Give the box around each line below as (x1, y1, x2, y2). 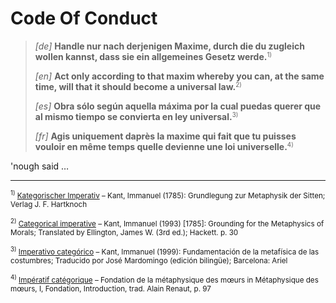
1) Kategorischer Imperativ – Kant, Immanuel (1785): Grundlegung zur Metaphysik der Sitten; (10, 188, 326, 201)
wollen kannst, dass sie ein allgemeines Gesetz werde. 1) (34, 50, 272, 62)
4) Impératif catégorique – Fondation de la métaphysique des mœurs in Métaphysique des (10, 273, 319, 285)
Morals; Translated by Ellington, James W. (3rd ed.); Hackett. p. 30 (10, 227, 239, 237)
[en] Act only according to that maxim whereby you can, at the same (34, 70, 325, 82)
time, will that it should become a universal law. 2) (34, 80, 242, 92)
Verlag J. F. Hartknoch (10, 199, 88, 209)
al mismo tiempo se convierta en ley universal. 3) (34, 110, 239, 122)
